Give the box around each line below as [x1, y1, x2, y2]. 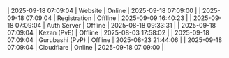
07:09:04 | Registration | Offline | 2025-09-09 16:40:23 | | [25, 14, 192, 22]
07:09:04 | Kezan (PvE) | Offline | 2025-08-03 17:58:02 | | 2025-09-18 [7, 28, 209, 37]
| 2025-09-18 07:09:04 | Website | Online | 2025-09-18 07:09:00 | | [7, 7, 201, 14]
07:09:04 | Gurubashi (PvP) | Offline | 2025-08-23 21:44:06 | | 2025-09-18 [7, 36, 222, 44]
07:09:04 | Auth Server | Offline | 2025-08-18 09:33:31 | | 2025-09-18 [15, 21, 216, 29]
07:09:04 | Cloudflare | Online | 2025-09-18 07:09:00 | [7, 43, 164, 51]
